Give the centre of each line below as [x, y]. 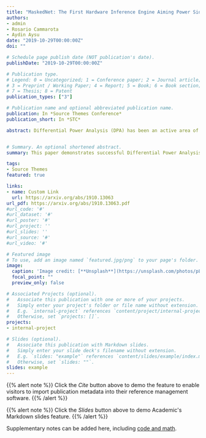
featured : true [26, 175]
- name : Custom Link [33, 192]
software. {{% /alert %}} [37, 398]
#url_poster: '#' [29, 221]
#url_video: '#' [27, 243]
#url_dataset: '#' [30, 215]
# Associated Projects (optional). [52, 294]
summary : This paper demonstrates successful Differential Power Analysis [104, 153]
